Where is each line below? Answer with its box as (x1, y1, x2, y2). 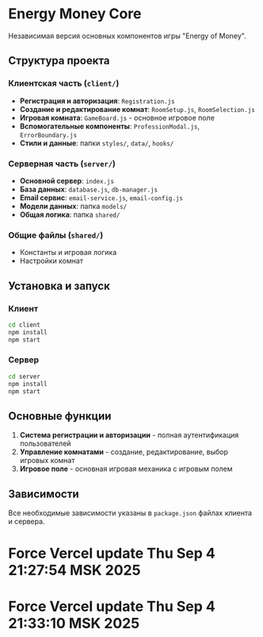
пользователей (19, 438, 71, 449)
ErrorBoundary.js (19, 131, 78, 139)
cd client (8, 321, 41, 329)
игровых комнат (19, 456, 75, 465)
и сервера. (8, 517, 45, 527)
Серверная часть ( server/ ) (8, 158, 116, 169)
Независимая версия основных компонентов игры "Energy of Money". (8, 31, 247, 41)
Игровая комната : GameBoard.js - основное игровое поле (19, 113, 215, 122)
